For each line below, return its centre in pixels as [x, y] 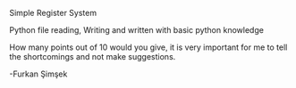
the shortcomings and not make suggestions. [93, 56]
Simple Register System [53, 13]
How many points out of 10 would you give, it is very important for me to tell [148, 47]
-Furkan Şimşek [38, 74]
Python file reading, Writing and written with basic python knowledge [136, 30]
